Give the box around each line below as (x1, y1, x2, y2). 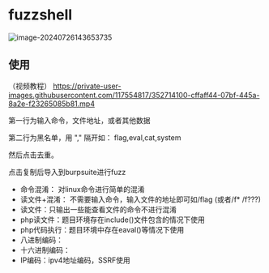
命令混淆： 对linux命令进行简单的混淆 (19, 184, 145, 194)
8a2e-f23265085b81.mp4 (8, 99, 96, 109)
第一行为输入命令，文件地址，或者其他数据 (8, 115, 151, 125)
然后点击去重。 (8, 150, 58, 160)
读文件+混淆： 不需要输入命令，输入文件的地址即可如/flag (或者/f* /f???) (19, 194, 262, 204)
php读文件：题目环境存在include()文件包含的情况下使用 (19, 215, 205, 224)
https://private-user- (52, 81, 122, 91)
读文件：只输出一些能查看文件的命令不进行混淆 (19, 204, 177, 214)
